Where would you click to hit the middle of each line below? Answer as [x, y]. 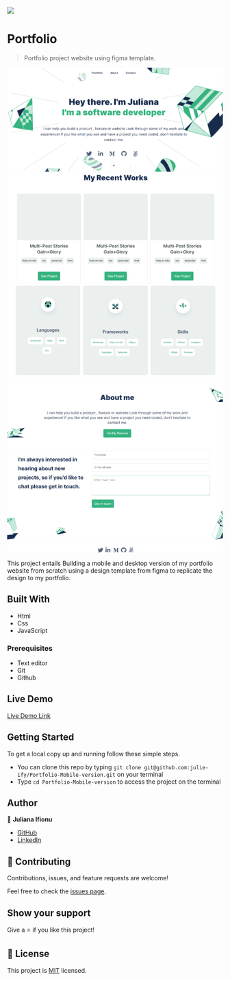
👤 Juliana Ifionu [30, 819]
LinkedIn [29, 840]
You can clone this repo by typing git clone [79, 767]
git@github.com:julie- [176, 767]
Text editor [32, 663]
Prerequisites [30, 648]
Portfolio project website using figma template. [90, 58]
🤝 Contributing [39, 861]
